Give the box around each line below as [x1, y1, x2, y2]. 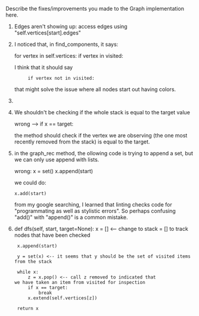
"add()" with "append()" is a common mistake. [14, 214, 129, 221]
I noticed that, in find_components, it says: [14, 41, 119, 48]
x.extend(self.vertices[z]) [27, 295, 98, 301]
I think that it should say [14, 64, 73, 71]
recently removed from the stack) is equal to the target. [14, 138, 150, 145]
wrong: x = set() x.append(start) [14, 168, 94, 174]
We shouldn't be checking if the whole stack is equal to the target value [14, 109, 190, 115]
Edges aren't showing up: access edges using [14, 23, 128, 30]
